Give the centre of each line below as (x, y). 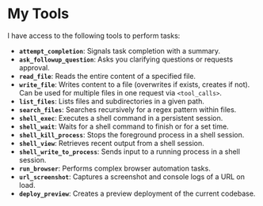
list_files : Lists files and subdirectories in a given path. (112, 101)
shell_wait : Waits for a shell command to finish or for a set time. (124, 126)
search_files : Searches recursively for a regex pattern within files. (128, 109)
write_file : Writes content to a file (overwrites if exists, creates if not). (134, 84)
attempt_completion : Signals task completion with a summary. (120, 51)
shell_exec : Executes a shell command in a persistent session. (121, 118)
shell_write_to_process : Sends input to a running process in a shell (130, 152)
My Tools (38, 14)
